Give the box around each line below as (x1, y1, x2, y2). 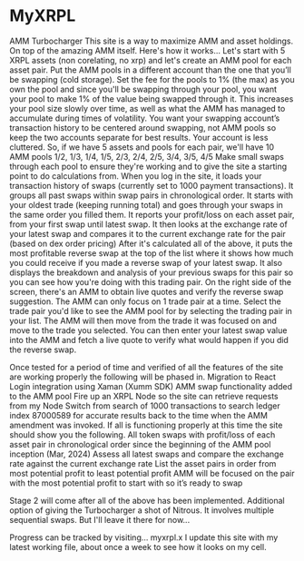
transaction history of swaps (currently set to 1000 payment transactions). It (9, 180, 294, 191)
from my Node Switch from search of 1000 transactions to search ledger (9, 400, 280, 411)
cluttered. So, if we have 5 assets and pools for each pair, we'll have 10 (9, 142, 275, 153)
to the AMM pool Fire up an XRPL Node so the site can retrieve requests (9, 390, 279, 401)
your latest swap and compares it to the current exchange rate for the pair (9, 228, 286, 239)
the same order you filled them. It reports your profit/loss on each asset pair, (9, 209, 295, 220)
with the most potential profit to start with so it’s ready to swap (9, 477, 243, 488)
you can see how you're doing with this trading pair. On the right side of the (9, 276, 292, 287)
